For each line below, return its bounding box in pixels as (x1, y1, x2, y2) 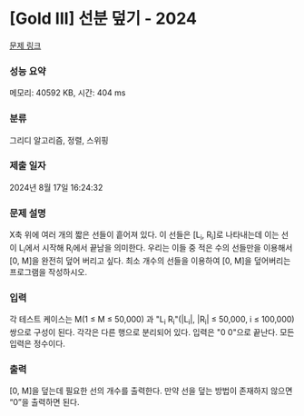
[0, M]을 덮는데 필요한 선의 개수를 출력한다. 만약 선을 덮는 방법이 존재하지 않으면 (9, 385, 293, 396)
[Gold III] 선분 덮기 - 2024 (9, 8, 198, 29)
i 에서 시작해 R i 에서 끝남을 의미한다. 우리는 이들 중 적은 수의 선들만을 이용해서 (23, 242, 293, 255)
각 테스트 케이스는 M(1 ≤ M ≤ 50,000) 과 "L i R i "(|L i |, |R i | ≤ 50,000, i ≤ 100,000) (9, 314, 295, 327)
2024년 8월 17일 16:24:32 (9, 182, 103, 193)
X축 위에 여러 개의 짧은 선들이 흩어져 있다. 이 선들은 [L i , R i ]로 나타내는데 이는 (9, 229, 279, 242)
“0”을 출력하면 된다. (9, 397, 80, 408)
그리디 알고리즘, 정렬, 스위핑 (9, 134, 109, 145)
